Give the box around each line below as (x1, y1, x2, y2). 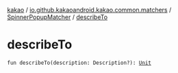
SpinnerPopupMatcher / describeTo (7, 13, 108, 21)
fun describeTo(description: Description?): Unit (7, 59, 152, 66)
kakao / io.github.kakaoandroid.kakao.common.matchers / (7, 6, 172, 14)
